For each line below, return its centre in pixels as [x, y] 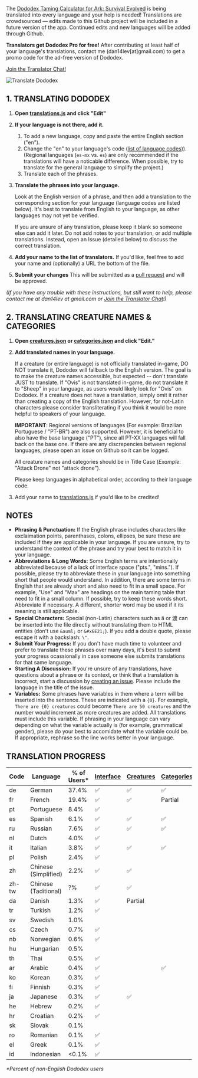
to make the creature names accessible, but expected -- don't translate [101, 376]
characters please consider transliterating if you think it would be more [100, 407]
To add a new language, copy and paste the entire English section [103, 136]
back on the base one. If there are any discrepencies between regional [100, 444]
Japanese [44, 997]
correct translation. [38, 245]
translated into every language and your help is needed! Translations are [94, 15]
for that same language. [44, 663]
